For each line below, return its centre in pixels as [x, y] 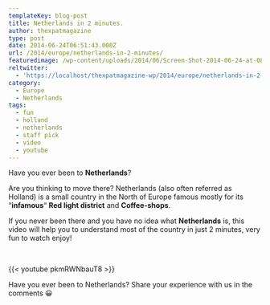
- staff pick [37, 135]
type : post [27, 38]
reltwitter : [28, 68]
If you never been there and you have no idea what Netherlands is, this [127, 221]
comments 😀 [31, 293]
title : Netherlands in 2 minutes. [66, 23]
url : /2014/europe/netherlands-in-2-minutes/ [86, 53]
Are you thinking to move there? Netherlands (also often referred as [120, 189]
